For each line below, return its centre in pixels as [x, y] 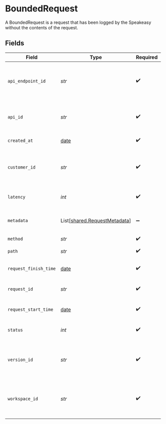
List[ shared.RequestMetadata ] [96, 220]
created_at [20, 140]
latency [17, 197]
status [15, 330]
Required [147, 57]
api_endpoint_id [27, 81]
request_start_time [30, 309]
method [15, 239]
